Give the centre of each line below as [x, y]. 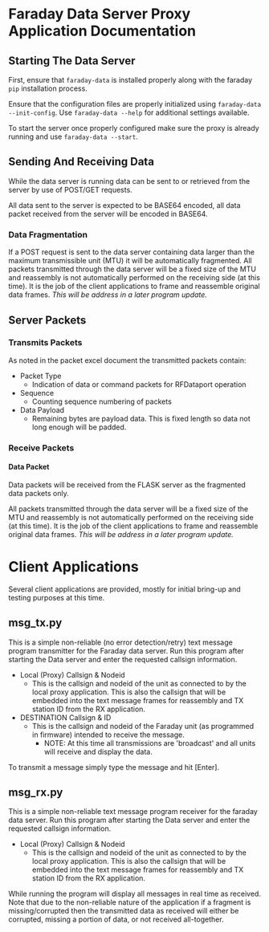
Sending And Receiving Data [82, 162]
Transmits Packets [45, 343]
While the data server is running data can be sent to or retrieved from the [129, 181]
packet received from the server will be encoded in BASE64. [108, 214]
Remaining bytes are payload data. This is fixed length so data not [141, 418]
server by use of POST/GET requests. [70, 189]
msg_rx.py [36, 793]
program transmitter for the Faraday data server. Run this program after [126, 650]
